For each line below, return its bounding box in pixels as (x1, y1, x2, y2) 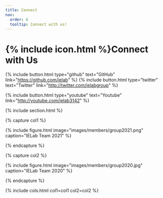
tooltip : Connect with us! (10, 21, 67, 27)
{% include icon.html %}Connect (5, 44, 149, 55)
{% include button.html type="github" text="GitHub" (5, 71, 116, 78)
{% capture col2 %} (5, 153, 47, 159)
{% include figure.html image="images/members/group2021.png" (5, 127, 144, 133)
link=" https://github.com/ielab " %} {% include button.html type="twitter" (5, 77, 158, 83)
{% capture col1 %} (5, 117, 46, 123)
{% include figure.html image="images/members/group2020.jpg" (5, 162, 143, 168)
